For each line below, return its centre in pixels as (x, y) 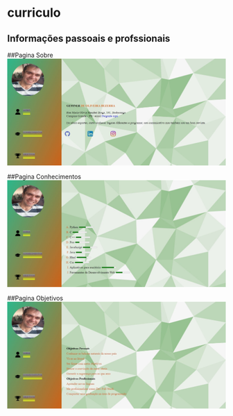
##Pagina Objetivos (35, 298)
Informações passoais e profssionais (89, 39)
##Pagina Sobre (30, 55)
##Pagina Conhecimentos (44, 176)
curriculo (34, 13)
